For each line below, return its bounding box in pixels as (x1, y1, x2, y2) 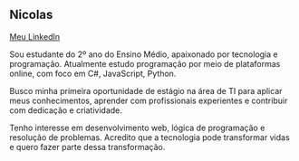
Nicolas (9, 7, 53, 23)
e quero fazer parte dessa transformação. (9, 141, 166, 152)
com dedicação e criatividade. (9, 104, 122, 116)
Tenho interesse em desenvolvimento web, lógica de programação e (9, 122, 265, 133)
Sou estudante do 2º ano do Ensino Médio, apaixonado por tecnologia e (9, 49, 278, 60)
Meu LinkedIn (9, 31, 61, 42)
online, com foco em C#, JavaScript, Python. (9, 68, 177, 79)
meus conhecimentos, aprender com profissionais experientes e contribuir (9, 95, 288, 106)
